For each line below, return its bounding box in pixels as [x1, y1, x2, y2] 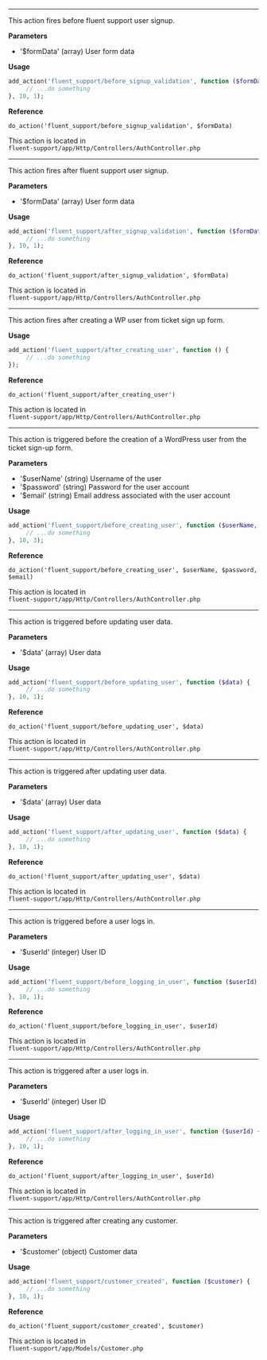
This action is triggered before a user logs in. [8, 916, 155, 926]
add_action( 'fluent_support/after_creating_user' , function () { [8, 347, 229, 355]
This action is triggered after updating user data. [8, 766, 167, 776]
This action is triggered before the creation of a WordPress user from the [8, 434, 247, 444]
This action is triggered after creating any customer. [8, 1216, 179, 1225]
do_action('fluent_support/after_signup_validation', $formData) [8, 272, 229, 280]
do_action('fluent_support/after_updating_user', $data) [8, 872, 201, 881]
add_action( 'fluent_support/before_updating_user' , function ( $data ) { [8, 678, 250, 686]
